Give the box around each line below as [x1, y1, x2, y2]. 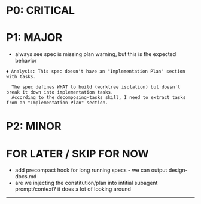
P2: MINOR [6, 120, 62, 133]
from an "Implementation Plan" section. [6, 100, 109, 106]
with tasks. [6, 74, 36, 80]
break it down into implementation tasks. [6, 89, 114, 95]
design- [168, 166, 188, 174]
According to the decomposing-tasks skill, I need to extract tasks [11, 95, 186, 101]
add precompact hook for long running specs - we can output [14, 166, 167, 174]
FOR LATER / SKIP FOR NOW [6, 147, 149, 160]
